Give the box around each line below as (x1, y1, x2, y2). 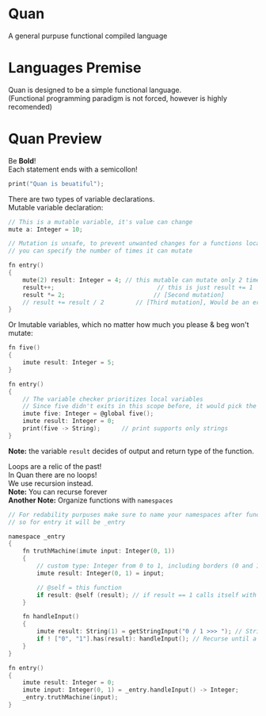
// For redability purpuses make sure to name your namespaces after (8, 510, 243, 518)
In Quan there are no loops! (8, 470, 97, 479)
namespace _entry (8, 533, 66, 541)
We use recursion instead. (8, 478, 93, 488)
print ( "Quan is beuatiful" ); (8, 179, 104, 187)
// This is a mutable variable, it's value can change (8, 217, 193, 226)
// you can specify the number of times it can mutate (8, 247, 193, 255)
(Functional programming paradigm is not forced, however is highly (8, 93, 228, 103)
